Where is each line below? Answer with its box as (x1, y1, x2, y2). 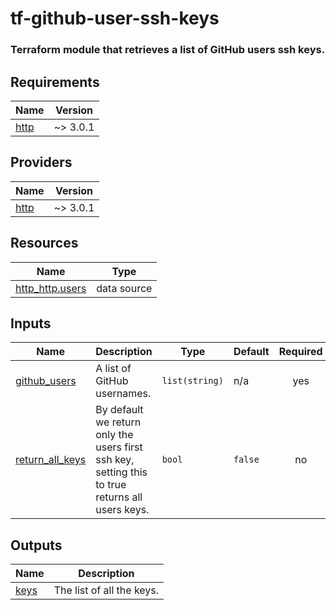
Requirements (10, 73, 100, 91)
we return (95, 415, 142, 429)
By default (95, 403, 144, 417)
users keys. (95, 503, 150, 517)
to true (95, 478, 127, 492)
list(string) (161, 375, 224, 387)
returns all (95, 490, 143, 504)
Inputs (10, 315, 52, 332)
